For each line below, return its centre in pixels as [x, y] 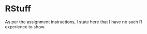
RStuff [18, 9]
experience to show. [25, 26]
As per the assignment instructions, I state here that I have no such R [73, 22]
